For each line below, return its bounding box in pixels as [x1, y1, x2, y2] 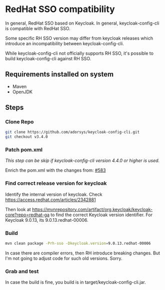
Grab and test [5, 267, 39, 274]
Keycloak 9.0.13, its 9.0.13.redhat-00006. [5, 217, 88, 223]
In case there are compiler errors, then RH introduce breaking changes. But [5, 250, 160, 256]
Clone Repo [5, 118, 34, 125]
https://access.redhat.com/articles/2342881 [5, 197, 96, 203]
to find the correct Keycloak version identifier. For [50, 212, 152, 218]
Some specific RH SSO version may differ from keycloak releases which [5, 35, 153, 41]
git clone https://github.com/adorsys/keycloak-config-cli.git [5, 129, 140, 135]
